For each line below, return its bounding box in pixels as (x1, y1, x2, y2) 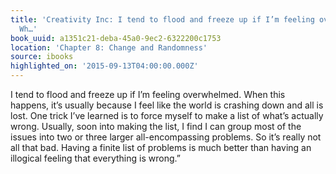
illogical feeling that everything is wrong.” (10, 152, 181, 164)
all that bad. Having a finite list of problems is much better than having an (10, 142, 312, 153)
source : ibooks (10, 52, 74, 62)
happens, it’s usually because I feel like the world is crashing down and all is (10, 99, 324, 111)
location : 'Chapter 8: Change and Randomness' (10, 42, 208, 53)
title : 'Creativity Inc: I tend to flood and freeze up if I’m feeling (10, 14, 315, 25)
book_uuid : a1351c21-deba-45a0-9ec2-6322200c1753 (10, 33, 222, 43)
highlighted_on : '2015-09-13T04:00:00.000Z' (10, 61, 199, 71)
